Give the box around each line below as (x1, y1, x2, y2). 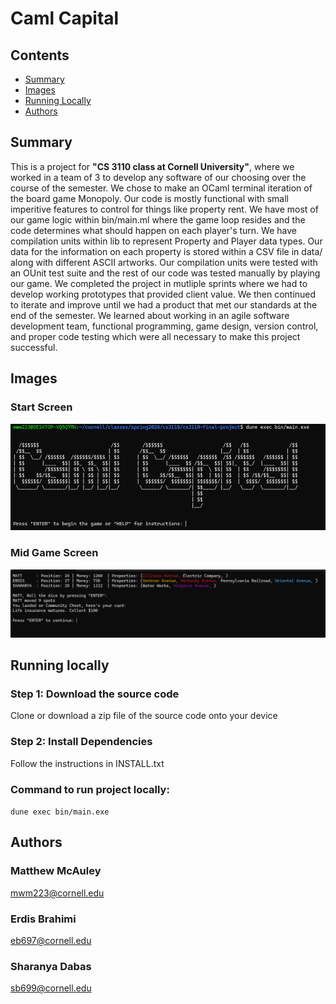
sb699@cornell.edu (10, 982, 92, 994)
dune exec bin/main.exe (10, 807, 110, 817)
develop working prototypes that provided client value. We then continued (10, 288, 317, 300)
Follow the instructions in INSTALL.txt (10, 757, 165, 769)
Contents (10, 47, 70, 64)
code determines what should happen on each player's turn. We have (10, 224, 297, 236)
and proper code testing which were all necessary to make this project (10, 330, 301, 342)
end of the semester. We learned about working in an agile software (10, 309, 290, 321)
